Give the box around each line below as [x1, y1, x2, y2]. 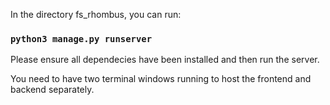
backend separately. [10, 84, 95, 96]
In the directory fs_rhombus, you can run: [10, 9, 182, 20]
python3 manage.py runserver [10, 33, 153, 44]
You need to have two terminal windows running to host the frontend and [10, 73, 312, 85]
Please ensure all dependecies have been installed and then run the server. [10, 54, 320, 66]
